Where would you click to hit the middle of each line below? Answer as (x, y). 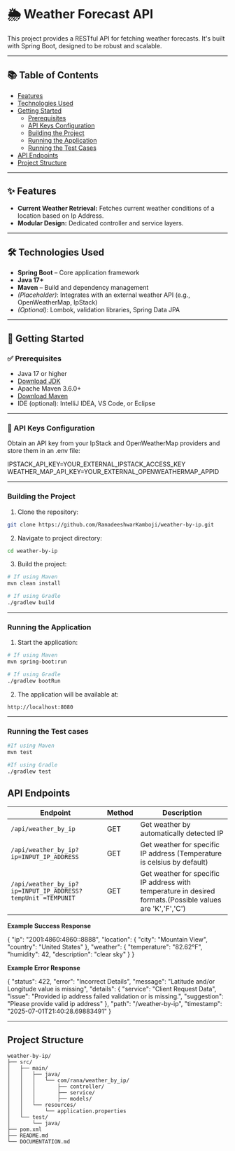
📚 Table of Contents (53, 75)
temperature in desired (178, 891)
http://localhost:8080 (40, 707)
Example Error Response (44, 968)
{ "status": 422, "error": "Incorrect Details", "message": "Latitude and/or (111, 982)
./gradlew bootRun (34, 681)
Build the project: (42, 564)
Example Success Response (49, 926)
